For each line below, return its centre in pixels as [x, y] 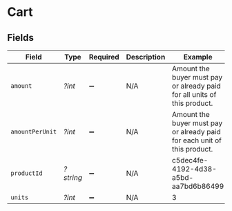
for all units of [194, 94]
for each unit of [197, 140]
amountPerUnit [34, 132]
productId [27, 173]
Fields [21, 38]
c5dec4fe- [190, 160]
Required [104, 57]
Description [146, 57]
